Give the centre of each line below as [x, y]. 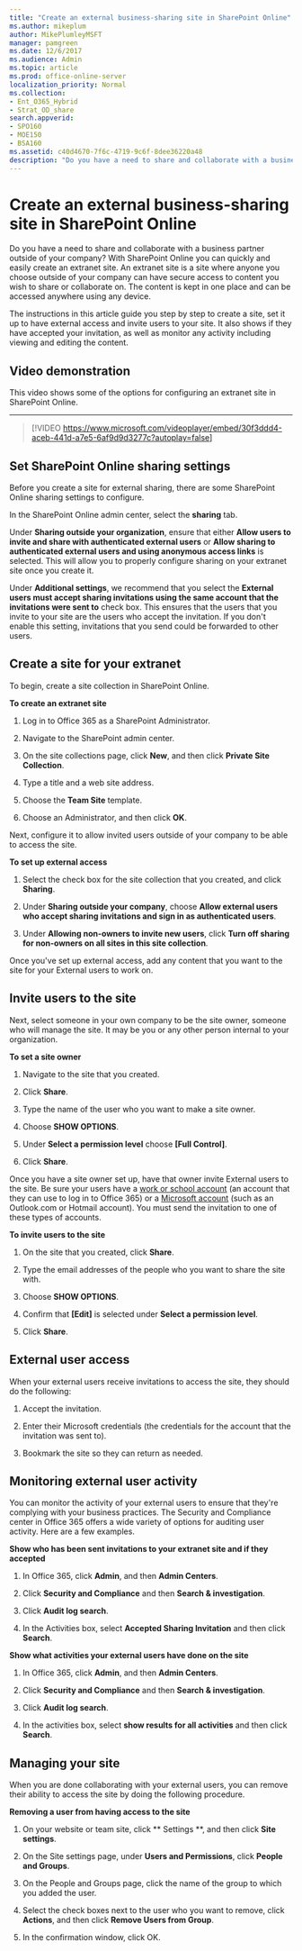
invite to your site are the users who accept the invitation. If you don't [138, 617]
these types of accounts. [55, 1217]
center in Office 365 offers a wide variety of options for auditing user [137, 1522]
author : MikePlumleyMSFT [56, 34]
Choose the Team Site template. [82, 800]
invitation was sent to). [64, 1435]
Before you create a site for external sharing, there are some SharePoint [142, 488]
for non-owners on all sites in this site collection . [115, 943]
